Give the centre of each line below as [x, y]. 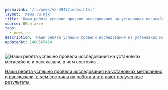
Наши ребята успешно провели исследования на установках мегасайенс [84, 71]
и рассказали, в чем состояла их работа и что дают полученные [74, 77]
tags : [11, 28]
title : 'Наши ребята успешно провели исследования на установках [74, 19]
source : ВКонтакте [24, 24]
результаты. [18, 82]
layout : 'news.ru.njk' [29, 14]
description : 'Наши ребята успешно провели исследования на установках [81, 38]
